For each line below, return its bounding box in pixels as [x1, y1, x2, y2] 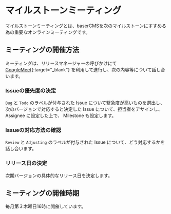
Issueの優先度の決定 [5, 87, 56, 94]
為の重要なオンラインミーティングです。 [5, 29, 90, 35]
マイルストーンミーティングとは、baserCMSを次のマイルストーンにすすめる [5, 23, 167, 29]
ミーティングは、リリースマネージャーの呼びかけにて [5, 60, 117, 66]
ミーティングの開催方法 [5, 46, 80, 54]
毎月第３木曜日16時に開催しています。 [5, 203, 86, 209]
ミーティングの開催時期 [5, 189, 80, 198]
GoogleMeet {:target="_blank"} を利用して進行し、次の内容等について [5, 66, 152, 72]
